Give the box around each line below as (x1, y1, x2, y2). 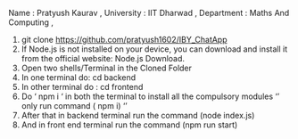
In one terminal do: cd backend (21, 72, 137, 83)
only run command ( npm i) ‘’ (21, 101, 128, 110)
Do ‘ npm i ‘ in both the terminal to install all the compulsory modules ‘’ (21, 91, 280, 102)
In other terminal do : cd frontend (21, 82, 144, 92)
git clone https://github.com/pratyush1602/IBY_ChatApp (21, 35, 228, 45)
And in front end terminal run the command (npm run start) (21, 119, 238, 130)
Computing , (8, 17, 54, 28)
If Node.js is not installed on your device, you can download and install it (21, 44, 287, 54)
